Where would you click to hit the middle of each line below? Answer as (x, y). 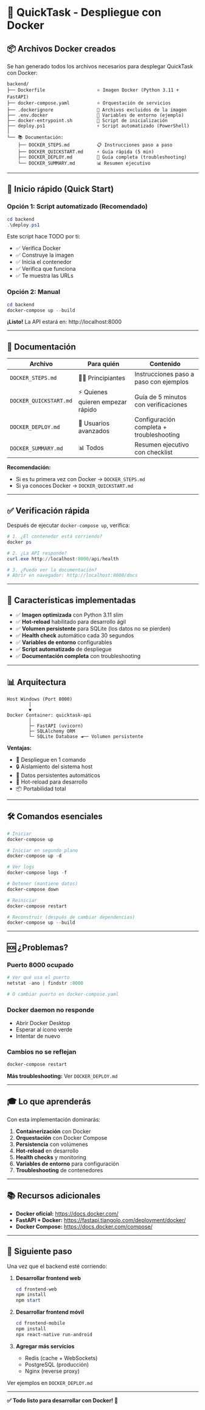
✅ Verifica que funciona (46, 269)
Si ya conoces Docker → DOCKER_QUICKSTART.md (74, 486)
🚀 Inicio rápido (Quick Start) (61, 189)
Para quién (104, 364)
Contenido (165, 364)
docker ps (19, 542)
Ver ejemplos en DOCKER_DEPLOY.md (50, 1383)
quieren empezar (102, 402)
